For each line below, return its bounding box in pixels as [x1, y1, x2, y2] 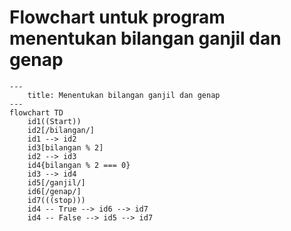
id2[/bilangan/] [27, 125, 96, 135]
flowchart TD [9, 107, 64, 118]
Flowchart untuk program [9, 6, 226, 29]
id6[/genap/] [27, 186, 82, 196]
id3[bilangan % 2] [27, 142, 104, 153]
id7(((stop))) [27, 195, 86, 205]
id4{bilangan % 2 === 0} [27, 160, 131, 170]
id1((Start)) [27, 116, 82, 126]
